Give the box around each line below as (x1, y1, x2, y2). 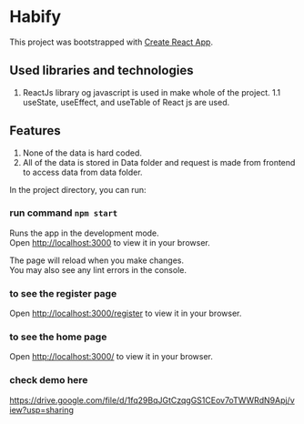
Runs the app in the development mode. (9, 227, 159, 238)
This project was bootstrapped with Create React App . (9, 36, 214, 47)
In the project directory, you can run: (9, 184, 147, 195)
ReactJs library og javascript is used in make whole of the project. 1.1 (22, 86, 281, 97)
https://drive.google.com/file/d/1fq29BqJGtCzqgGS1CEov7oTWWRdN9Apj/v (9, 394, 296, 406)
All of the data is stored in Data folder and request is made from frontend (22, 156, 296, 167)
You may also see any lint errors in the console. (9, 264, 187, 275)
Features (9, 123, 61, 138)
